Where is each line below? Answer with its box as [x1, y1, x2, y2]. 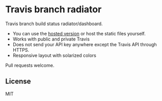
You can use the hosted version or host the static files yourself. [12, 30, 146, 36]
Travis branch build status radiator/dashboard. [5, 21, 103, 27]
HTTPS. [12, 47, 30, 53]
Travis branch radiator [5, 4, 102, 15]
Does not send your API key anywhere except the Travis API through [12, 41, 157, 47]
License [5, 77, 31, 86]
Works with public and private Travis [12, 36, 90, 42]
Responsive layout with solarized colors [12, 52, 97, 58]
